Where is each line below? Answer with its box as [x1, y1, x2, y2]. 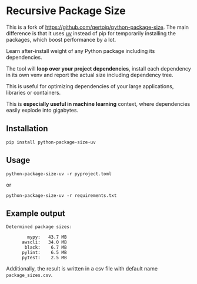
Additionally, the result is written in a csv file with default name [6, 265, 158, 272]
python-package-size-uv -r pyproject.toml [6, 171, 112, 177]
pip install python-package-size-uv [6, 139, 96, 145]
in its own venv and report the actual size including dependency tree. [6, 71, 173, 78]
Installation [6, 123, 48, 133]
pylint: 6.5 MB [21, 250, 67, 256]
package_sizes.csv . [6, 272, 53, 279]
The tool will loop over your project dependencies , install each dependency [6, 65, 191, 72]
